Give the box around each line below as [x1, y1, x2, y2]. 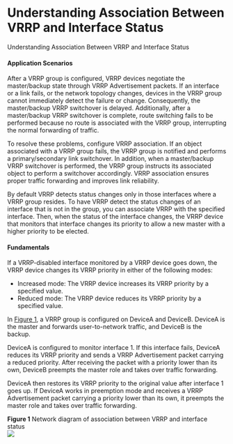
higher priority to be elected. [7, 227, 89, 236]
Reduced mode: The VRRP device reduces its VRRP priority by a [17, 294, 202, 303]
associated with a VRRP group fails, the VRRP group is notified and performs [7, 147, 227, 155]
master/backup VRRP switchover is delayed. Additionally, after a [7, 104, 191, 112]
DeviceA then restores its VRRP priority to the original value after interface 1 [7, 379, 224, 388]
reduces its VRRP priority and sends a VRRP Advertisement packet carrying [7, 351, 224, 360]
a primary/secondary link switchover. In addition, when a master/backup [7, 155, 214, 163]
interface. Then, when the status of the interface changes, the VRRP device [7, 213, 224, 221]
